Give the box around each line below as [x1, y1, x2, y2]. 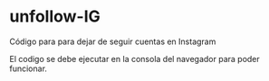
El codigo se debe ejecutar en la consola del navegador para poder [9, 53, 260, 64]
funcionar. [9, 63, 48, 74]
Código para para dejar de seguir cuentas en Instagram [9, 36, 216, 47]
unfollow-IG [9, 6, 101, 27]
